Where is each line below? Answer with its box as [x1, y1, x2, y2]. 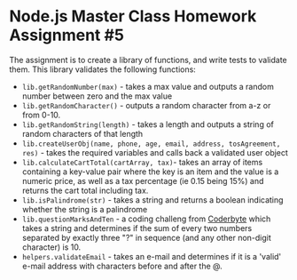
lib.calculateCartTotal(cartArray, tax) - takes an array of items [21, 156, 263, 167]
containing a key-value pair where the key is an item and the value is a [21, 166, 279, 177]
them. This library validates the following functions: [9, 64, 197, 75]
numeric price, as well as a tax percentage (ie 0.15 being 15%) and [21, 175, 264, 186]
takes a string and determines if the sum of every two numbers [21, 222, 253, 233]
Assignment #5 [9, 25, 124, 45]
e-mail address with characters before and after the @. [21, 260, 223, 271]
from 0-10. [21, 109, 61, 120]
